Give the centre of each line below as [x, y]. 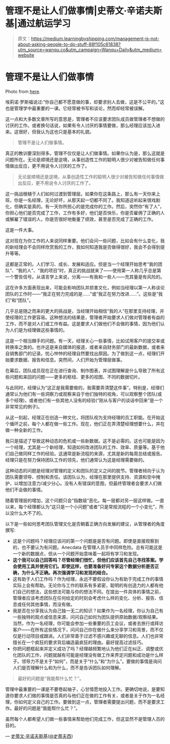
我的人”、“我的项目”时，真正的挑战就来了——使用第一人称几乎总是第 [90, 270]
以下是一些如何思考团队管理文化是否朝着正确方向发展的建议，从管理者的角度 [85, 524]
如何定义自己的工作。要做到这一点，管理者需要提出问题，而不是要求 [89, 702]
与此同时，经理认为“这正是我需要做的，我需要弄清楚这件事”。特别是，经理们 [85, 387]
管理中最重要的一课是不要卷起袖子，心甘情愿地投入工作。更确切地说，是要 [83, 689]
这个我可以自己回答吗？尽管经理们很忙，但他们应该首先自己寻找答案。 [86, 560]
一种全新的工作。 [27, 430]
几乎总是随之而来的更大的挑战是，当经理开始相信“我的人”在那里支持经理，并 [85, 311]
